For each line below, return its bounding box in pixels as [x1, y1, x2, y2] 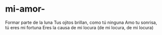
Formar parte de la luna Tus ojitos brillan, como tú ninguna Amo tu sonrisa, [5, 19, 158, 25]
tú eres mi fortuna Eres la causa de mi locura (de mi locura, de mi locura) [5, 24, 154, 30]
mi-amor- [5, 3, 46, 15]
